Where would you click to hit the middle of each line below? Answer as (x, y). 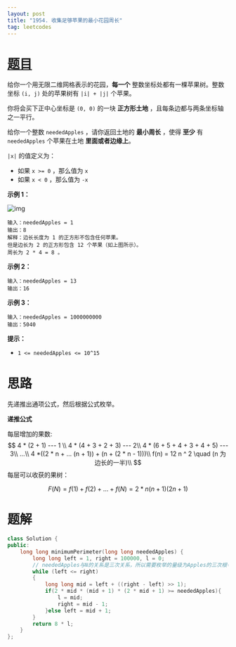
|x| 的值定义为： (32, 156)
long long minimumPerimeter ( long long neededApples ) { (102, 552)
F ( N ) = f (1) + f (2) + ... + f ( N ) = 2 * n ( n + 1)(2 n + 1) (118, 489)
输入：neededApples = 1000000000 (54, 317)
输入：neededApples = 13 (42, 281)
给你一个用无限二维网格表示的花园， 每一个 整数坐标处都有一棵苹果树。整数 (116, 84)
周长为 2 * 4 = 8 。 (35, 253)
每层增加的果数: (30, 434)
